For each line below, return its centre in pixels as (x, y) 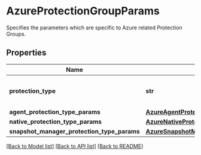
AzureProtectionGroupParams (83, 11)
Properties (26, 53)
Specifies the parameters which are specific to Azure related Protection (94, 28)
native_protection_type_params (55, 121)
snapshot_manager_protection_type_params (75, 131)
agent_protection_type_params (55, 112)
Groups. (16, 34)
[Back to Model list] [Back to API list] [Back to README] (75, 146)
